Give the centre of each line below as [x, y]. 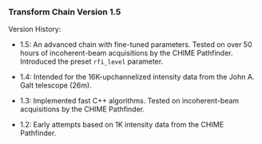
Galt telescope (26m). [56, 85]
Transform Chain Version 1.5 [65, 12]
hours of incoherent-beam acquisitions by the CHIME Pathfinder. [126, 53]
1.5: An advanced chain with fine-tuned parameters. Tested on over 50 [136, 45]
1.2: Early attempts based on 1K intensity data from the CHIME [122, 125]
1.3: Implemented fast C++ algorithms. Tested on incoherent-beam [129, 101]
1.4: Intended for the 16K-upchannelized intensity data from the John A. [137, 77]
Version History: [35, 29]
